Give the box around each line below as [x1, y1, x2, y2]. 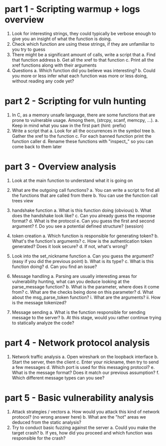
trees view [11, 197, 33, 203]
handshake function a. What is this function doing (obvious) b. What [11, 207, 152, 213]
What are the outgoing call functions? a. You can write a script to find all [11, 187, 160, 193]
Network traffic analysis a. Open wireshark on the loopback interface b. [11, 354, 159, 359]
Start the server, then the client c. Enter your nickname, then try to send [11, 359, 159, 365]
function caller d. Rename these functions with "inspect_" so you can [11, 138, 154, 144]
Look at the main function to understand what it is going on [11, 178, 133, 183]
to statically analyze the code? [11, 320, 75, 326]
